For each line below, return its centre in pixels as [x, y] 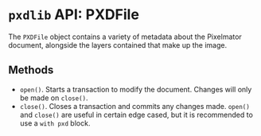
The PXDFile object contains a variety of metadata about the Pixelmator [125, 37]
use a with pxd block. [55, 123]
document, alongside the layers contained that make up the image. [118, 45]
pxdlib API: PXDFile [74, 15]
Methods [31, 70]
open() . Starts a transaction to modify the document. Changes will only [136, 89]
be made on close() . [54, 98]
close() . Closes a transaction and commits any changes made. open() [135, 106]
